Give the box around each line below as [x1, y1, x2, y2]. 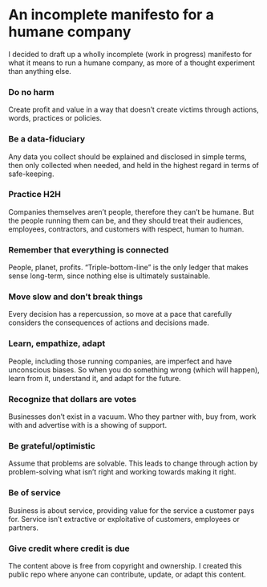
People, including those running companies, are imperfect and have [8, 356, 233, 366]
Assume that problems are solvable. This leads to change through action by [8, 458, 258, 468]
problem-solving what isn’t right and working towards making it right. [8, 467, 237, 477]
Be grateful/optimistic [8, 440, 96, 451]
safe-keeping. [8, 169, 55, 179]
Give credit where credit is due [8, 543, 130, 554]
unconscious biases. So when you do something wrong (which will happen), [8, 364, 261, 375]
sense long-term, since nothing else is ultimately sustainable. [8, 271, 211, 281]
